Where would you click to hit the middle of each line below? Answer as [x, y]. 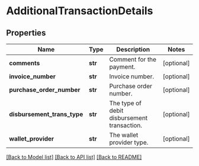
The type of [126, 103]
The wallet [124, 135]
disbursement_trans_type [46, 114]
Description [133, 50]
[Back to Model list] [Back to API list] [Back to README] [74, 157]
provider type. [129, 142]
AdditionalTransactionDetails [80, 11]
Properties [26, 33]
